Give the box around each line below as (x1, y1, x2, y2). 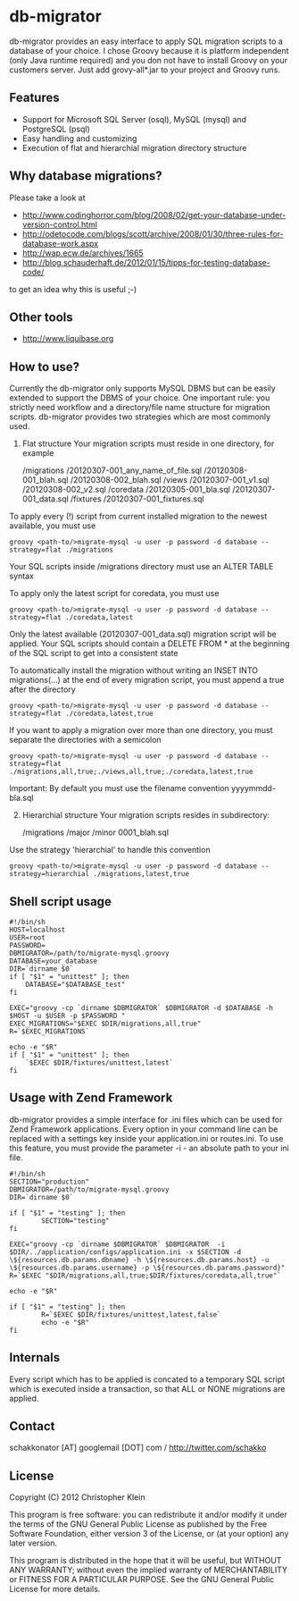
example (21, 448, 54, 459)
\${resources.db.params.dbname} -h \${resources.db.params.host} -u (9, 1255, 270, 1264)
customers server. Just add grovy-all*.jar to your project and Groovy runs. (9, 64, 281, 75)
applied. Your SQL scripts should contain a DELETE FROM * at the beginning (9, 638, 290, 649)
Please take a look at (9, 192, 87, 203)
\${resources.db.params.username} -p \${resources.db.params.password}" (9, 1263, 286, 1272)
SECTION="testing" (41, 1216, 110, 1226)
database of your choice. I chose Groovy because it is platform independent (9, 45, 289, 55)
